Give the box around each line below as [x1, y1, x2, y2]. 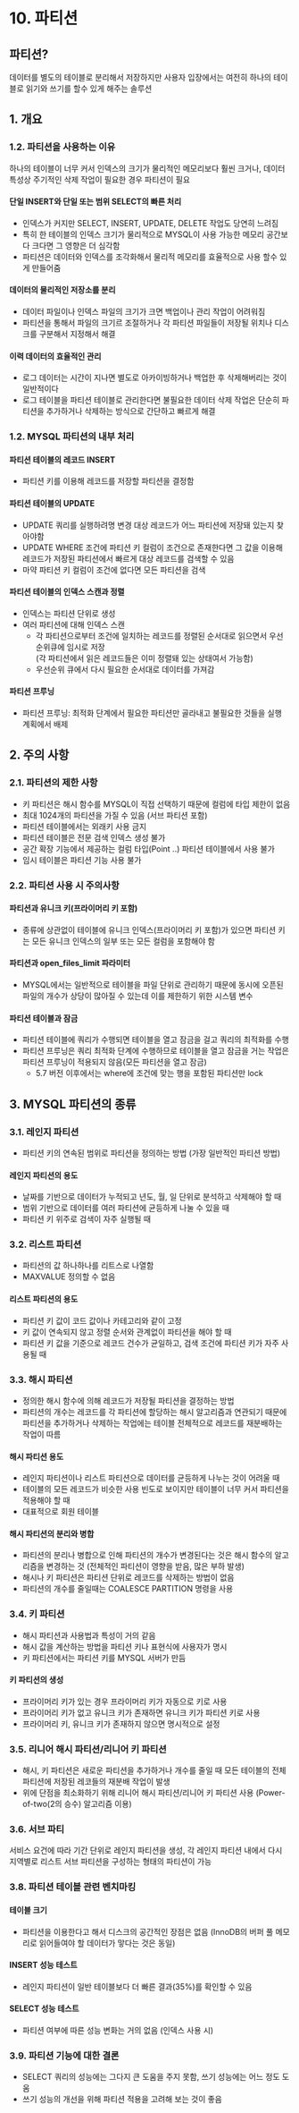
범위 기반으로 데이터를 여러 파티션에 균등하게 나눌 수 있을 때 [21, 1202, 230, 1213]
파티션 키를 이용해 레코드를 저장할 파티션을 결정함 [21, 476, 195, 487]
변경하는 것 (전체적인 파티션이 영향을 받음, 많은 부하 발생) [46, 1561, 245, 1572]
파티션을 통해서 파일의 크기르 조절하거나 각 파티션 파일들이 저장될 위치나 [21, 318, 273, 328]
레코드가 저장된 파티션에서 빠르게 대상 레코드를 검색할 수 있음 [21, 553, 235, 564]
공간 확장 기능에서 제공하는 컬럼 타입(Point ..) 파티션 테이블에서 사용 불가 [21, 843, 275, 854]
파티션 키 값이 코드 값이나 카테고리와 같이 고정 [21, 1315, 182, 1326]
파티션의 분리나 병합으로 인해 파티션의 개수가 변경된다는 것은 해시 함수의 [21, 1549, 273, 1561]
